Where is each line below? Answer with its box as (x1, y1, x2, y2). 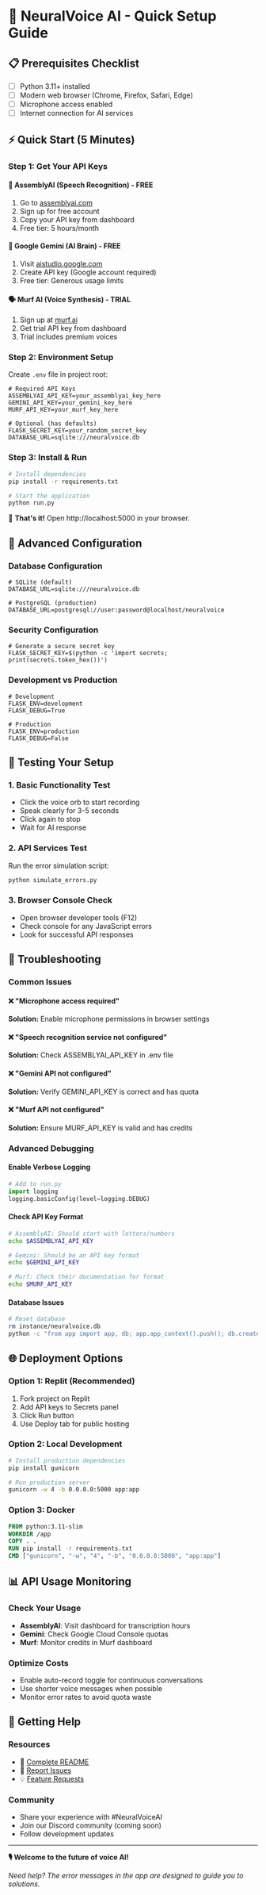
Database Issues (8, 1297, 65, 1307)
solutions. (8, 1879, 40, 1889)
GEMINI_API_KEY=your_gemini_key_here (8, 399, 133, 407)
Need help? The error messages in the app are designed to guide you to (8, 1870, 244, 1880)
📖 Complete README (19, 1757, 89, 1766)
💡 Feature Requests (19, 1774, 85, 1783)
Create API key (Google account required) (19, 267, 157, 277)
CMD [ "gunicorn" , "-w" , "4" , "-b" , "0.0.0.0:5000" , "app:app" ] (8, 1552, 222, 1560)
